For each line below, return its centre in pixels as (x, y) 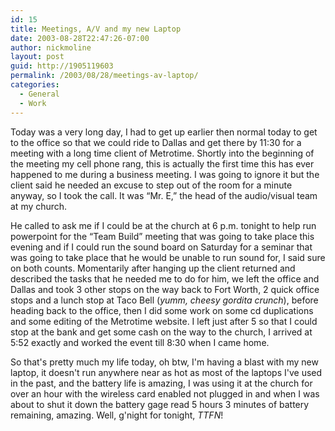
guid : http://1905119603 (62, 66)
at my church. (39, 206)
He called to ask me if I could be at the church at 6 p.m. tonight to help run (163, 225)
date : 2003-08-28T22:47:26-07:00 (80, 38)
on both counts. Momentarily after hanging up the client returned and (153, 268)
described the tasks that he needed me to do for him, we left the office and (165, 278)
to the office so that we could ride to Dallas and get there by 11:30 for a (156, 142)
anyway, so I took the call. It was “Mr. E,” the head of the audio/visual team (164, 195)
